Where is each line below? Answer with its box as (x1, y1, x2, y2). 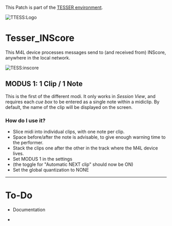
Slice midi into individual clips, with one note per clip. (12, 128, 125, 135)
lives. (12, 150, 24, 157)
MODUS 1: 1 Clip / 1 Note (5, 80, 83, 88)
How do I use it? (5, 117, 46, 124)
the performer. (12, 140, 44, 146)
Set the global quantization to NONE (12, 167, 89, 173)
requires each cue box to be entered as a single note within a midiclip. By (5, 99, 160, 105)
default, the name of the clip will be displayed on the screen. (5, 104, 133, 110)
